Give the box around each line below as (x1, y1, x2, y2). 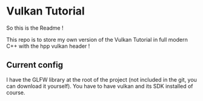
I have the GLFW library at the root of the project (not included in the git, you (6, 76, 197, 83)
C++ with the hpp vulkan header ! (6, 42, 90, 50)
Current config (6, 60, 64, 70)
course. (6, 89, 25, 96)
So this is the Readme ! (6, 24, 64, 31)
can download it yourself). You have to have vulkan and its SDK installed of (6, 82, 193, 90)
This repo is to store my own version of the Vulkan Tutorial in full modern (6, 36, 188, 43)
